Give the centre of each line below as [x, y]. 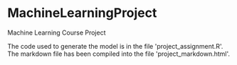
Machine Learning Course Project [57, 32]
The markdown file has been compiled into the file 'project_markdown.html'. [118, 54]
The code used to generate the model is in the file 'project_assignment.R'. [115, 46]
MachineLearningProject [82, 13]
